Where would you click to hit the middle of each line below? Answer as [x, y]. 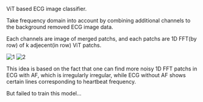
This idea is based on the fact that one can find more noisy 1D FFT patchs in [102, 69]
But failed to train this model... [44, 93]
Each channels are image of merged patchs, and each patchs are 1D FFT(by [101, 39]
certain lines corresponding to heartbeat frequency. [71, 82]
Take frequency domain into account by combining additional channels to [98, 20]
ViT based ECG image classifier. [47, 9]
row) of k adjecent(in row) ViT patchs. [54, 45]
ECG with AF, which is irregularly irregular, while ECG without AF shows [96, 75]
